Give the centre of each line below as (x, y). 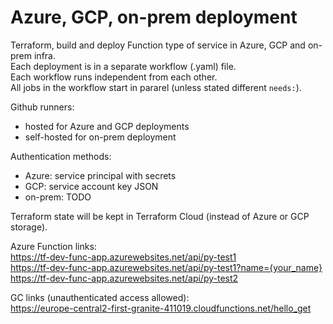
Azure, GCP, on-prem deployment (154, 17)
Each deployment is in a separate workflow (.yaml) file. (123, 66)
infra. (44, 55)
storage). (29, 227)
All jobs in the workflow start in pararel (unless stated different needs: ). (156, 87)
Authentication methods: (61, 156)
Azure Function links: (53, 246)
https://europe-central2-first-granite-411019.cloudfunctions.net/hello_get (161, 308)
